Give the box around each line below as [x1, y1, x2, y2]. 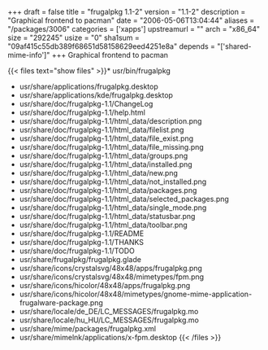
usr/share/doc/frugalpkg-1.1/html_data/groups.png [19, 151, 188, 160]
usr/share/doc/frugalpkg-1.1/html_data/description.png [19, 116, 202, 125]
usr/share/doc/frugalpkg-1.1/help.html [19, 107, 145, 117]
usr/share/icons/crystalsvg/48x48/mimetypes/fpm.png [19, 272, 205, 282]
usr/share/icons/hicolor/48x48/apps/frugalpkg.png [19, 281, 191, 290]
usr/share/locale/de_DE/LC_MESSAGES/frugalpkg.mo [19, 307, 199, 316]
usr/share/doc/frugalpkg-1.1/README [19, 229, 145, 238]
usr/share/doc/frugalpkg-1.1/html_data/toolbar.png [19, 220, 188, 230]
